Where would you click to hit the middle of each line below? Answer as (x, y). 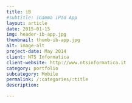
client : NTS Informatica (38, 57)
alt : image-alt (26, 46)
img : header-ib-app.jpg (36, 35)
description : (23, 85)
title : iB (19, 12)
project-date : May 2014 (36, 51)
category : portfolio (33, 68)
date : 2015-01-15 (28, 29)
